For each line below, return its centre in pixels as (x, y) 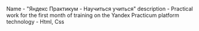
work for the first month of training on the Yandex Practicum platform (93, 15)
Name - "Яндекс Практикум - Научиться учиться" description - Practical (100, 9)
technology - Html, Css (35, 22)
